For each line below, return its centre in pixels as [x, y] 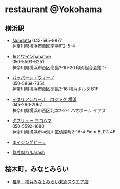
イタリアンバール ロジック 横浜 [44, 99]
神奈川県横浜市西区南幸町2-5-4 [43, 46]
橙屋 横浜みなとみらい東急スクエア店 [50, 182]
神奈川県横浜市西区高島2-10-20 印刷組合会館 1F [60, 67]
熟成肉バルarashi [29, 152]
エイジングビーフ [29, 142]
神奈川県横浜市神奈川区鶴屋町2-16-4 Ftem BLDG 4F [64, 132]
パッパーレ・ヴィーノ [33, 78]
